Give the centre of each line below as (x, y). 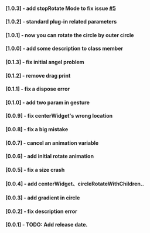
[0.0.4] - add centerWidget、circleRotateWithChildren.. (75, 184)
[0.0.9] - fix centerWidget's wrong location (59, 116)
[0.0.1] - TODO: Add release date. (47, 225)
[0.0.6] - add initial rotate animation (50, 157)
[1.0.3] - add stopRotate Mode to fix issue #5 (61, 8)
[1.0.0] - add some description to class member (64, 49)
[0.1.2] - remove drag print (38, 75)
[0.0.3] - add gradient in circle (43, 198)
